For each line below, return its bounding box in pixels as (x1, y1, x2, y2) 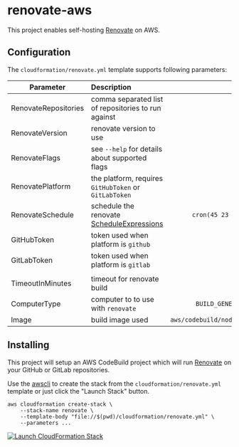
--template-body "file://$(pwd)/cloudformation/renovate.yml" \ (20, 413, 215, 420)
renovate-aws (7, 2, 92, 19)
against (91, 112, 116, 122)
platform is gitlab (91, 259, 151, 269)
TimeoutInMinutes (11, 278, 72, 288)
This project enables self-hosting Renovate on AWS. (7, 26, 160, 34)
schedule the (91, 201, 135, 211)
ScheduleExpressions (91, 219, 164, 228)
